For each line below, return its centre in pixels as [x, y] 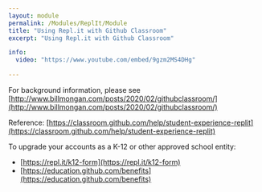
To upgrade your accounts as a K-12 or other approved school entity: [122, 146]
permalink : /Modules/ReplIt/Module [68, 23]
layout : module [34, 16]
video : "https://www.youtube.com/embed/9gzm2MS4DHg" [106, 60]
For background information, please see [74, 90]
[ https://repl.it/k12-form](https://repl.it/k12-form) [100, 162]
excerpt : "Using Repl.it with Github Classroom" [91, 38]
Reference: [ [29, 122]
